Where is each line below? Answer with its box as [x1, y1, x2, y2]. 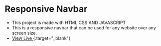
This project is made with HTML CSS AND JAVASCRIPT [11, 20, 126, 25]
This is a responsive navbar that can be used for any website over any [11, 24, 156, 30]
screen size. [11, 30, 37, 36]
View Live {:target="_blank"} [11, 35, 71, 41]
